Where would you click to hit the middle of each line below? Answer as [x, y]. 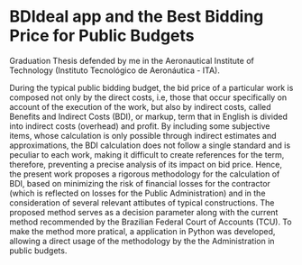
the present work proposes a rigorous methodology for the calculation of [145, 174]
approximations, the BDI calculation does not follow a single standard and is [150, 145]
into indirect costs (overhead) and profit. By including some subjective [140, 126]
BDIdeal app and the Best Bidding [137, 17]
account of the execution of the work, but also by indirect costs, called [141, 106]
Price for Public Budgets [102, 36]
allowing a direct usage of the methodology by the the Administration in [142, 241]
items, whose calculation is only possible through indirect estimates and [143, 135]
